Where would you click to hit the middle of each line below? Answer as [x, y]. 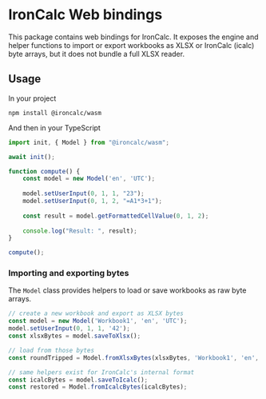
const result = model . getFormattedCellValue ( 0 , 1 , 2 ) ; [116, 216]
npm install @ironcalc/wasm [55, 113]
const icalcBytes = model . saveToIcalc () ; [78, 380]
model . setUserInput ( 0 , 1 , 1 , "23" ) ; [84, 194]
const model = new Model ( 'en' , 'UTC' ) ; [89, 179]
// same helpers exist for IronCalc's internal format [101, 372]
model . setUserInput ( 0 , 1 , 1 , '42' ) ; [69, 329]
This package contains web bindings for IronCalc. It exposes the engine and [133, 37]
